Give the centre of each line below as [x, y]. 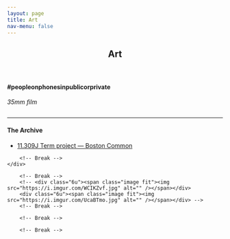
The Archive [25, 130]
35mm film [22, 102]
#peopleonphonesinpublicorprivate [59, 87]
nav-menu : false [30, 26]
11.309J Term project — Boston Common [75, 145]
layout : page [26, 13]
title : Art [23, 20]
